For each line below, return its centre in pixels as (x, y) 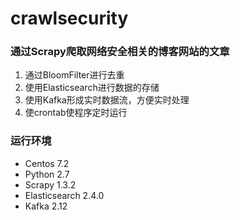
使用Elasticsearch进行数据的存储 (92, 88)
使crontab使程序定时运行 (76, 113)
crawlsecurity (69, 18)
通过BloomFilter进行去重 (74, 75)
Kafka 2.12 (46, 206)
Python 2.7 (47, 174)
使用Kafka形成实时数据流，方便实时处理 (107, 100)
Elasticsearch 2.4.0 (64, 195)
